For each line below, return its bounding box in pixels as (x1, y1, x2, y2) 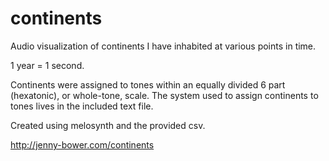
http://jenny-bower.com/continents (10, 138, 155, 151)
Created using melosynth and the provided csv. (10, 119, 206, 131)
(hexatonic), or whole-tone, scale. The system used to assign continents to (10, 89, 319, 101)
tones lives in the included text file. (10, 100, 154, 112)
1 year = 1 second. (10, 59, 85, 71)
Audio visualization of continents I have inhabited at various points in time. (10, 40, 317, 52)
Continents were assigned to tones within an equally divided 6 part (10, 78, 286, 91)
